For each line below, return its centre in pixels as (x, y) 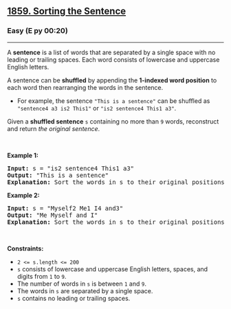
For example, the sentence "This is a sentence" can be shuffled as (113, 101)
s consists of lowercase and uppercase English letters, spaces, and (112, 269)
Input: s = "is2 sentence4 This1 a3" (71, 168)
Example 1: (23, 155)
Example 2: (23, 195)
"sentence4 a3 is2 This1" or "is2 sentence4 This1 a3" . (97, 108)
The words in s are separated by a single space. (85, 290)
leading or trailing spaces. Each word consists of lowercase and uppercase (113, 59)
